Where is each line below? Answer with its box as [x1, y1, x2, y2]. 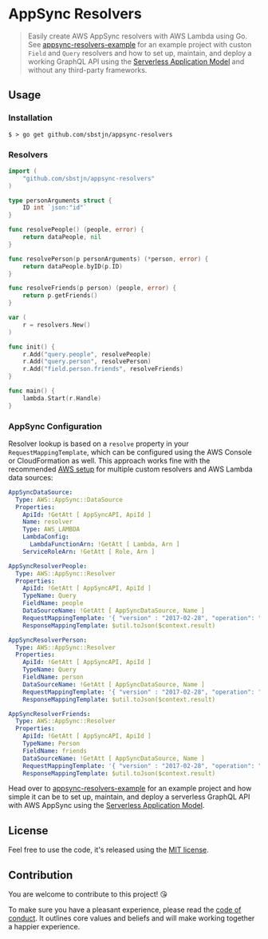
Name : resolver [22, 518, 73, 526]
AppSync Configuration [8, 420, 102, 432]
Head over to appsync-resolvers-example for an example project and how [8, 784, 252, 794]
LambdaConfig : [22, 533, 69, 541]
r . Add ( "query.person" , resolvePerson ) [22, 357, 152, 366]
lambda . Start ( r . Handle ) [22, 394, 102, 402]
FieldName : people [22, 599, 84, 607]
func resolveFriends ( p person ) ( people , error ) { [8, 284, 177, 292]
